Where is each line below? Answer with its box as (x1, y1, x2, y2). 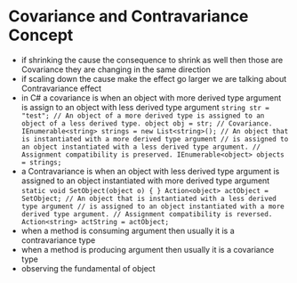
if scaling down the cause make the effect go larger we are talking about (20, 73, 287, 84)
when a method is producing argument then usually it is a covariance (20, 244, 275, 255)
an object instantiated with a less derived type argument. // (20, 142, 261, 151)
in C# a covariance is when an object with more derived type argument (20, 92, 282, 103)
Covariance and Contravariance (8, 6, 249, 27)
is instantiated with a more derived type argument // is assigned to (20, 134, 289, 143)
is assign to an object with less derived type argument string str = (20, 101, 270, 112)
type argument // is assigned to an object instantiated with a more (20, 202, 285, 211)
